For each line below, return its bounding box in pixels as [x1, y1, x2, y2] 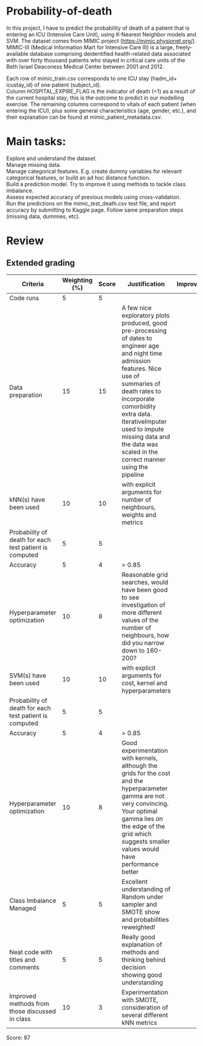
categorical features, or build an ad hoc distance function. [6, 174, 151, 181]
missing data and [121, 432, 170, 441]
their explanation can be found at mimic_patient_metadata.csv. [6, 113, 163, 121]
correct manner [121, 455, 166, 463]
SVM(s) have [9, 671, 47, 680]
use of [121, 372, 140, 380]
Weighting [62, 276, 93, 284]
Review [6, 234, 44, 248]
